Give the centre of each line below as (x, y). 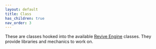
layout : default (21, 9)
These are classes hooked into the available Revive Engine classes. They (78, 37)
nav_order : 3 (18, 23)
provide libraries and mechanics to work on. (49, 42)
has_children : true (25, 18)
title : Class (18, 14)
